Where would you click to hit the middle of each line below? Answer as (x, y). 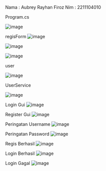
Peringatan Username (28, 124)
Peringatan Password (27, 134)
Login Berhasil (20, 153)
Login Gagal (18, 163)
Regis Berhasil (20, 144)
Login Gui (15, 105)
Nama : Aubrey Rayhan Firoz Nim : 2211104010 (53, 7)
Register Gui (18, 114)
